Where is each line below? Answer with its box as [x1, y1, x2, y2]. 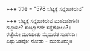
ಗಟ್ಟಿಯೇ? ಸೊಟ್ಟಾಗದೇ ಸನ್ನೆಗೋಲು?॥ [6, 24, 72, 31]
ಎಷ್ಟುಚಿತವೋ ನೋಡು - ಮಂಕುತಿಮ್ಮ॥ [6, 37, 72, 44]
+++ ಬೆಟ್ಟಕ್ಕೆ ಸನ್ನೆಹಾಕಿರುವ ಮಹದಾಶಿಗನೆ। [6, 17, 80, 24]
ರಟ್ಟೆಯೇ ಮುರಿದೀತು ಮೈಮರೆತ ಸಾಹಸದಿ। [6, 31, 77, 38]
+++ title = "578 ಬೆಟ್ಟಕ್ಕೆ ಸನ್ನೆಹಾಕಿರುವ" [6, 5, 85, 12]
